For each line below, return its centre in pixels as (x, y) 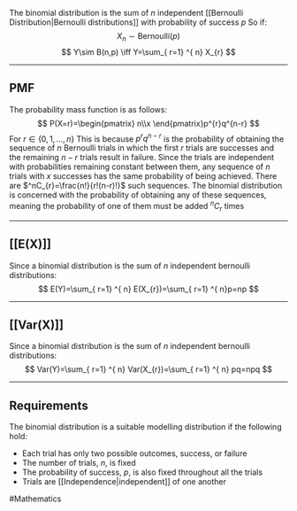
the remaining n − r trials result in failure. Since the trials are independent (142, 158)
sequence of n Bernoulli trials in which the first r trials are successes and (142, 148)
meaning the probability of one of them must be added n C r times (127, 206)
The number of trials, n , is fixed (79, 463)
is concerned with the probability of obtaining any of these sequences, (138, 195)
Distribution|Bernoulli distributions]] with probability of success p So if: (138, 22)
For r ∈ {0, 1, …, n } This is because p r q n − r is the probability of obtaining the (147, 138)
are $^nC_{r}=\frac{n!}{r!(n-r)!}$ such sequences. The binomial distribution (146, 186)
